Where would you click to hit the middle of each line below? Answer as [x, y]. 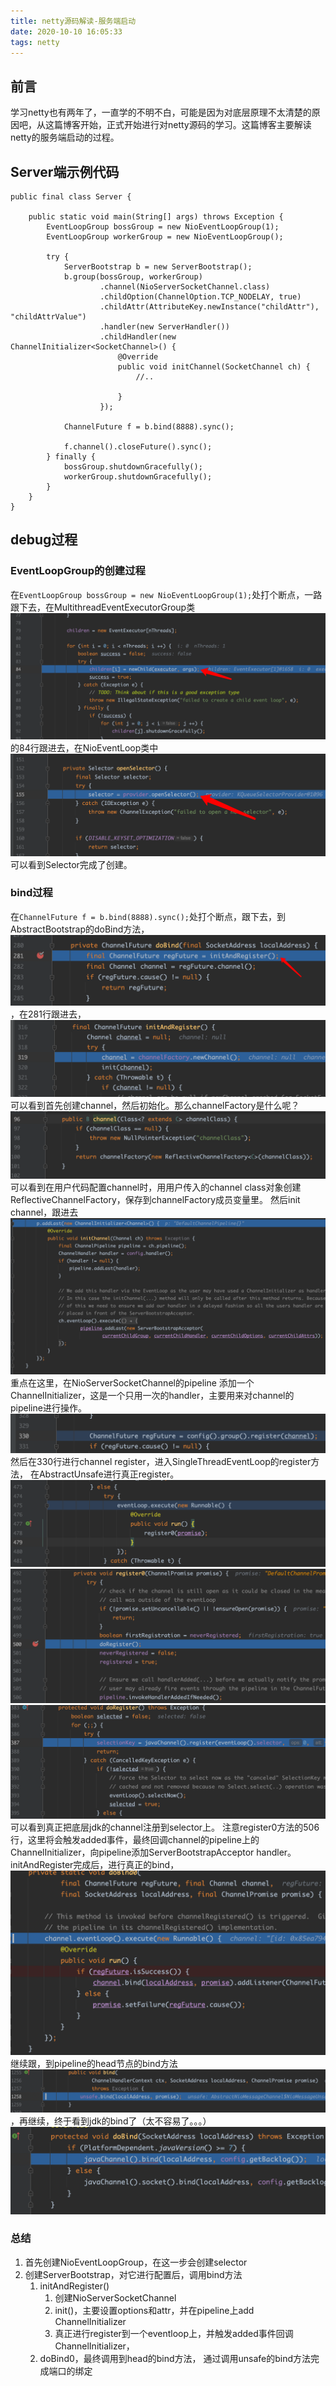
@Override [138, 357]
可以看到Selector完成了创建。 [71, 864]
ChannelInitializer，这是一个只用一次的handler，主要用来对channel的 [152, 1396]
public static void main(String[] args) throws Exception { [156, 217]
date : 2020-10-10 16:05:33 [66, 31]
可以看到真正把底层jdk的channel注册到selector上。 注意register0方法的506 [165, 1827]
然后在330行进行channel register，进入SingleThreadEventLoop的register [161, 1461]
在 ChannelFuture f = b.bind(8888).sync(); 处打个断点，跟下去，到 [148, 916]
